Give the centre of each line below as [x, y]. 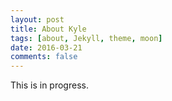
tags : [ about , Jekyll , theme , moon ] [86, 38]
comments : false [44, 57]
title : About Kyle [48, 29]
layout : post [37, 19]
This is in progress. [49, 85]
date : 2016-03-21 [46, 47]
